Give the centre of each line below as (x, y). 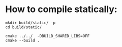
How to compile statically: (62, 9)
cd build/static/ (24, 27)
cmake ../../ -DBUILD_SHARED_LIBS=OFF (48, 36)
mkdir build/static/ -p (30, 23)
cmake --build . (22, 40)
